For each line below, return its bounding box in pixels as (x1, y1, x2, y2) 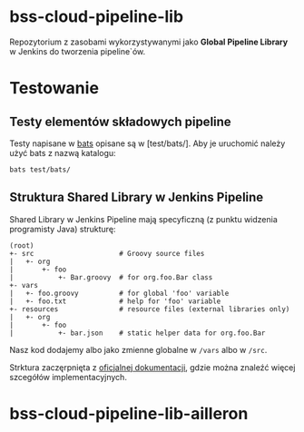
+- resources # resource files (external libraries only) (9, 304, 290, 314)
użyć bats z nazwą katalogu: (9, 147, 116, 158)
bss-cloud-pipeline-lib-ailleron (9, 403, 249, 424)
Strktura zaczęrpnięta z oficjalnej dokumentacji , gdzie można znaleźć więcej (9, 361, 296, 373)
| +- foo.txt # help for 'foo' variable (9, 297, 221, 306)
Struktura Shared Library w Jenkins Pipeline (9, 190, 264, 205)
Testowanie (9, 78, 100, 99)
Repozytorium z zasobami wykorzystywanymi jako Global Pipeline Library (9, 36, 289, 47)
